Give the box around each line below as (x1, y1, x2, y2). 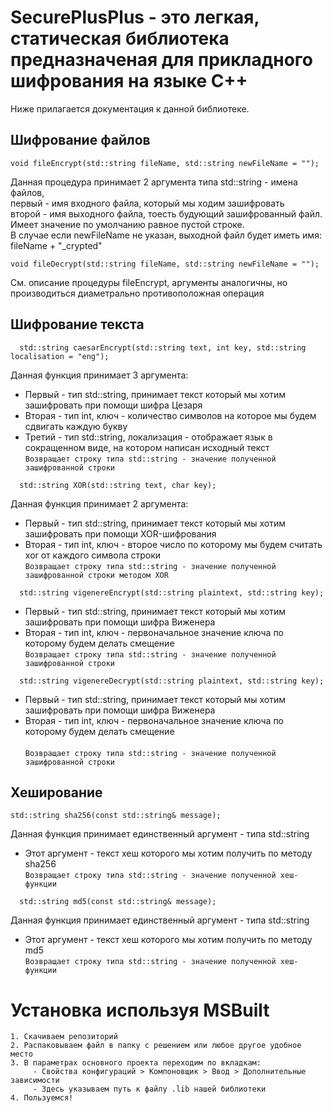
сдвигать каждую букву (24, 420, 128, 432)
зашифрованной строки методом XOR (24, 570, 169, 580)
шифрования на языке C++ (10, 70, 248, 93)
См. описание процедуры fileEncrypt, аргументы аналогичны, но (10, 276, 288, 288)
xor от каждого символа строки (24, 549, 162, 561)
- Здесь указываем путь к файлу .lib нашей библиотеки (32, 1084, 267, 1095)
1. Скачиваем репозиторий (10, 1032, 118, 1042)
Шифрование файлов (10, 132, 151, 149)
